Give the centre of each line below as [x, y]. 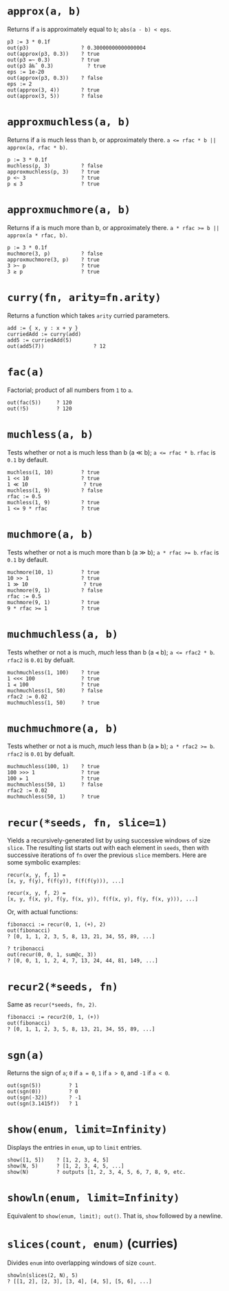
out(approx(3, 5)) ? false [55, 96]
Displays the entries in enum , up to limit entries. [75, 1148]
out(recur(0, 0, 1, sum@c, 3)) [52, 955]
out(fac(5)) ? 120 [40, 402]
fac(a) [26, 372]
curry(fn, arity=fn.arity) [84, 298]
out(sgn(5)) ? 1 [43, 1086]
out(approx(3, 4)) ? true [53, 90]
